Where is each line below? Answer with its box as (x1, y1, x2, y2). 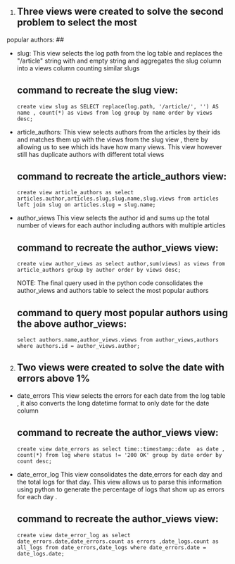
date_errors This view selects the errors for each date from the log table (16, 391, 226, 400)
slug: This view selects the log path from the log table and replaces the (16, 49, 223, 57)
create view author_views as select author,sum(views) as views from (16, 261, 226, 268)
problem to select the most (16, 17, 138, 29)
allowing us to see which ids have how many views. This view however (16, 142, 222, 151)
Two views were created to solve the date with (16, 362, 224, 374)
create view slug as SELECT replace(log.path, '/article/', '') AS (16, 103, 219, 110)
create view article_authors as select (16, 189, 134, 196)
